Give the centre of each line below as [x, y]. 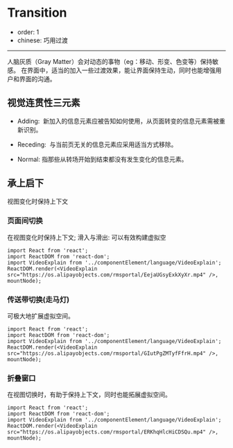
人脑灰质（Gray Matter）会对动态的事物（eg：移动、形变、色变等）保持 [110, 61]
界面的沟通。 [37, 78]
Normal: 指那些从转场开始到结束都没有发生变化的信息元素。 [102, 159]
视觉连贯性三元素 [44, 103]
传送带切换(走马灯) [38, 299]
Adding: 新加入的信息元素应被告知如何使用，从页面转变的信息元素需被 [118, 121]
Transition [37, 13]
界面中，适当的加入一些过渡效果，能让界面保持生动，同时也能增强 [121, 70]
